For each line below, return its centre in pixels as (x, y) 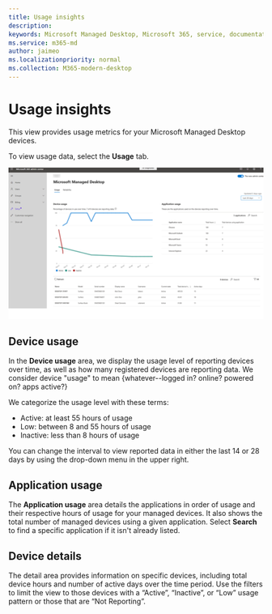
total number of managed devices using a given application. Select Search (133, 522)
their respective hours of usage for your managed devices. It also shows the (136, 514)
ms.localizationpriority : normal (65, 60)
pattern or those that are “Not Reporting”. (77, 601)
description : (30, 26)
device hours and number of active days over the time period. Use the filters (136, 584)
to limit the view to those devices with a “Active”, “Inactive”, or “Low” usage (134, 593)
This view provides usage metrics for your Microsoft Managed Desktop (127, 132)
